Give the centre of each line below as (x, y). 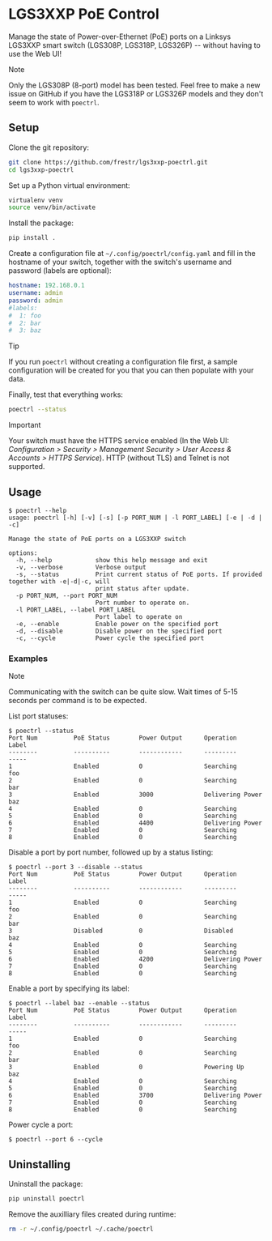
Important (25, 425)
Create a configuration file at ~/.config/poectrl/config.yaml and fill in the (132, 254)
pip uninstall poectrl (47, 1199)
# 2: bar (25, 323)
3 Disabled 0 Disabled (121, 931)
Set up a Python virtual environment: (70, 185)
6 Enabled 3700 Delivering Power (136, 1096)
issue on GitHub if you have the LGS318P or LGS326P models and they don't (136, 93)
